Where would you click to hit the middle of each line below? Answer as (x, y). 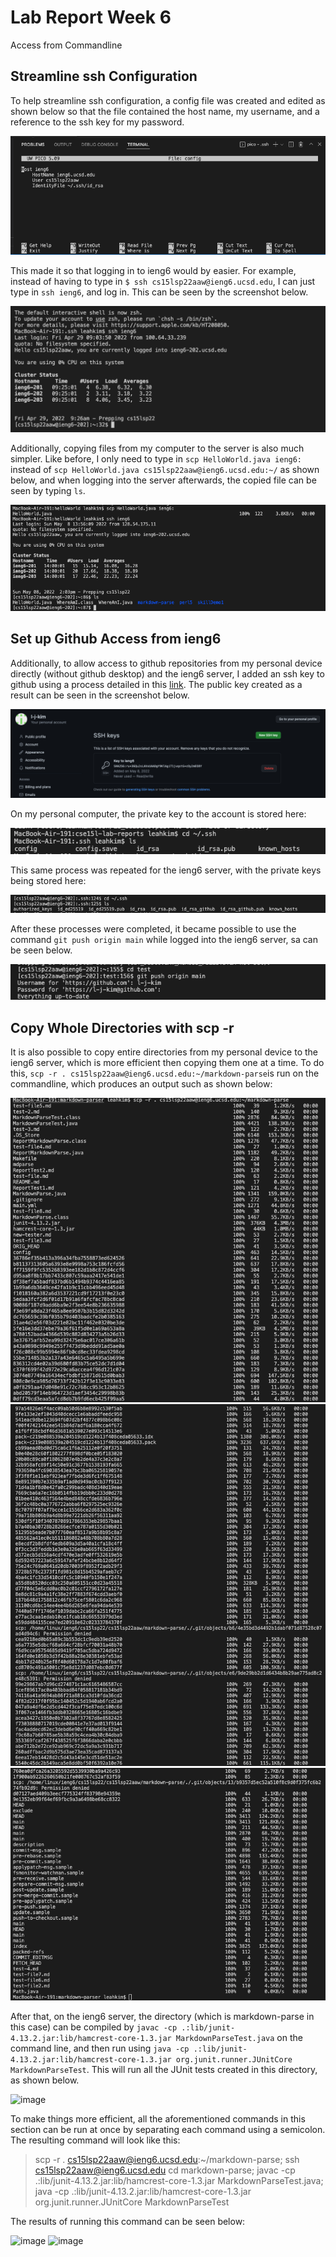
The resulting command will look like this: (95, 2140)
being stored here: (48, 881)
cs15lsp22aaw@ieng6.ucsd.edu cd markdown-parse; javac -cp (165, 2170)
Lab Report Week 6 (91, 17)
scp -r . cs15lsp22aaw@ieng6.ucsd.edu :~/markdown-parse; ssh (167, 2160)
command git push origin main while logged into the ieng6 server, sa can (164, 939)
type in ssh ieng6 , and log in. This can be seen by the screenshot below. (159, 292)
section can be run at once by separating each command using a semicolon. (168, 2130)
